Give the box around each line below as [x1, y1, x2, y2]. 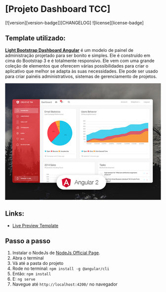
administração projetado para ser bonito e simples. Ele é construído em [5, 52, 151, 58]
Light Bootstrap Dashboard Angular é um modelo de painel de [5, 47, 134, 53]
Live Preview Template [12, 222, 59, 228]
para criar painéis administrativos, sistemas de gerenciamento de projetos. [5, 73, 157, 79]
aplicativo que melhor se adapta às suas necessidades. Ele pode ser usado [5, 68, 158, 74]
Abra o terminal [12, 255, 44, 261]
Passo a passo [5, 237, 51, 245]
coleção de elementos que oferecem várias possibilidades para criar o [5, 63, 149, 69]
